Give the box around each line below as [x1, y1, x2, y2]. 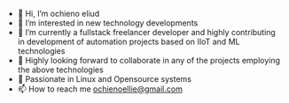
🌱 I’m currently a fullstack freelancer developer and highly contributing [17, 27, 277, 37]
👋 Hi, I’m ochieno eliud [17, 9, 100, 18]
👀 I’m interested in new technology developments [17, 18, 199, 28]
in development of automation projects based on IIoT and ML [17, 36, 240, 47]
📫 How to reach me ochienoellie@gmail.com [17, 84, 184, 94]
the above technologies [17, 64, 104, 75]
